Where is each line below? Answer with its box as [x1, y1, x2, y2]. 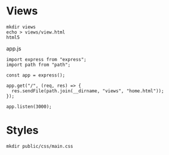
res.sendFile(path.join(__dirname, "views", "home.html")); [11, 88, 164, 94]
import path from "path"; [6, 62, 70, 68]
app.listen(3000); [6, 104, 52, 110]
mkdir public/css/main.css [6, 143, 73, 149]
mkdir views [6, 24, 36, 30]
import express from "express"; [6, 56, 87, 62]
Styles [6, 124, 39, 137]
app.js [6, 45, 21, 52]
